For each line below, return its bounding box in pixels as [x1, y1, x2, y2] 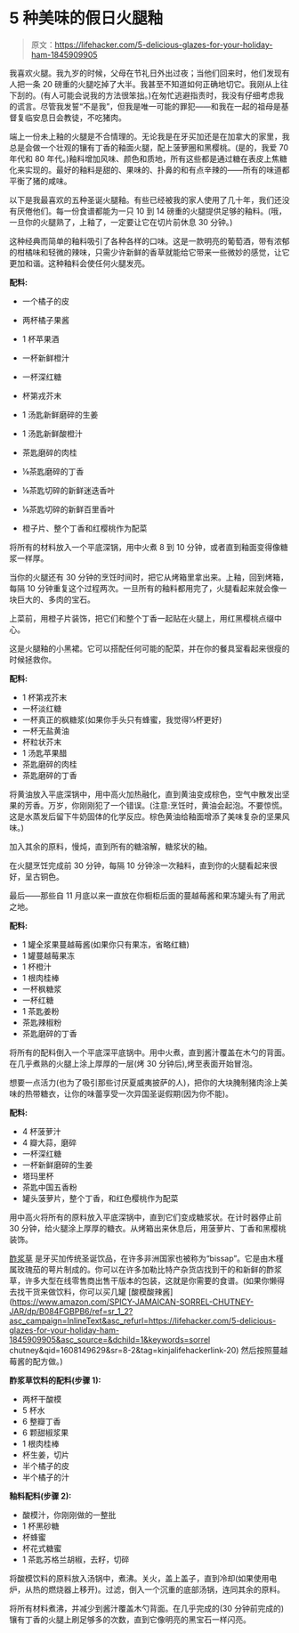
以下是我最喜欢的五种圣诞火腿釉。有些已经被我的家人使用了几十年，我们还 [9, 194, 282, 205]
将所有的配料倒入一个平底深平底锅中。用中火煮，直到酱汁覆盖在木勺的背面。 [9, 1047, 290, 1058]
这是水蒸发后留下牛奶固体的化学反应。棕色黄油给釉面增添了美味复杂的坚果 [9, 811, 282, 822]
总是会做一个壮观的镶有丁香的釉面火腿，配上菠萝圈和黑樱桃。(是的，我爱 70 [9, 142, 289, 152]
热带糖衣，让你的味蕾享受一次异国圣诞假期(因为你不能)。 [24, 1088, 234, 1099]
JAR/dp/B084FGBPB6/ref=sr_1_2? [9, 1305, 133, 1316]
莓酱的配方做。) [9, 1355, 64, 1367]
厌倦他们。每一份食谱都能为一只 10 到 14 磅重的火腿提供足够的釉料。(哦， [16, 206, 287, 216]
